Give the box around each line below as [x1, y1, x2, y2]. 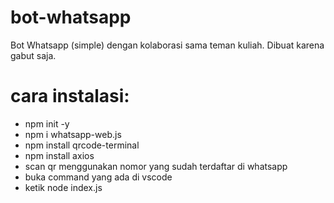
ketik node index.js [24, 181, 103, 193]
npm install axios [24, 149, 95, 161]
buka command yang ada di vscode [24, 171, 173, 183]
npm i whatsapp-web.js [24, 128, 122, 140]
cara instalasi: [10, 85, 130, 108]
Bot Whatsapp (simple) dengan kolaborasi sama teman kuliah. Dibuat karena [10, 39, 325, 51]
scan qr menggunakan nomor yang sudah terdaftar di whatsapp [24, 160, 288, 172]
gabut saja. [10, 49, 57, 61]
